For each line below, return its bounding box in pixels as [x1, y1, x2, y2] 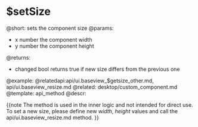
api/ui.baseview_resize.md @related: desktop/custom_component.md [6, 83, 178, 91]
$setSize [6, 5, 51, 18]
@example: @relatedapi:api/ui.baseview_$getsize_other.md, [6, 77, 154, 84]
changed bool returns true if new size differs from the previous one [14, 65, 180, 73]
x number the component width [14, 36, 92, 43]
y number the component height [14, 42, 94, 49]
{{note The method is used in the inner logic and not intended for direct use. [6, 101, 193, 109]
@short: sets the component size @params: [6, 24, 115, 32]
